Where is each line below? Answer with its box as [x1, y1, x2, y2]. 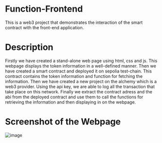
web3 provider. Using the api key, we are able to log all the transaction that [5, 84, 155, 89]
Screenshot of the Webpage [5, 116, 121, 127]
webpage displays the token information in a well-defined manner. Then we [5, 63, 157, 69]
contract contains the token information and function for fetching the [5, 73, 143, 79]
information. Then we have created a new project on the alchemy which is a [5, 78, 157, 84]
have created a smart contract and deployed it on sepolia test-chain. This [5, 68, 152, 74]
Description [5, 42, 54, 53]
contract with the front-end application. [5, 24, 84, 30]
